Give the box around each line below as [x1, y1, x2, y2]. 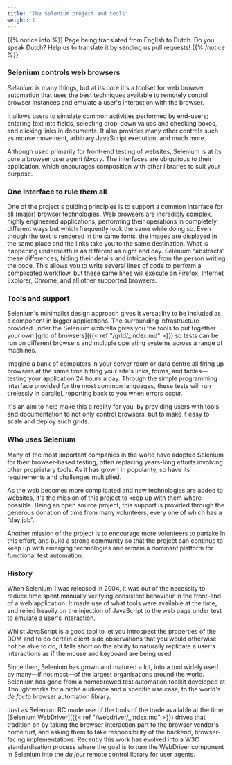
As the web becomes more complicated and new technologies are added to [7, 486, 224, 494]
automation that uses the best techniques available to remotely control [7, 91, 208, 99]
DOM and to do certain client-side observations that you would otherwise [7, 634, 217, 643]
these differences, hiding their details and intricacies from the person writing [7, 254, 226, 262]
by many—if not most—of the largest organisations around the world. [7, 670, 205, 678]
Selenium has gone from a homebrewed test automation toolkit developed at [7, 678, 225, 686]
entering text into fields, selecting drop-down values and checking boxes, [7, 119, 217, 127]
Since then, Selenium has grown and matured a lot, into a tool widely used [7, 662, 219, 671]
